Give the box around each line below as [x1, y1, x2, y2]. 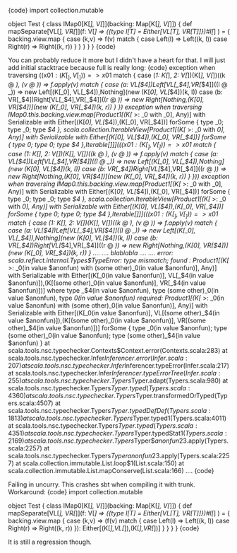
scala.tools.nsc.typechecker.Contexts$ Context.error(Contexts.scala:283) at [8, 347, 228, 355]
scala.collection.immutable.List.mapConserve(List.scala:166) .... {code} [8, 467, 214, 475]
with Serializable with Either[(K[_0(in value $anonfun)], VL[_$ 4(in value [8, 272, 214, 280]
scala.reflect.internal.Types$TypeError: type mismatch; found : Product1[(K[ [8, 256, 229, 264]
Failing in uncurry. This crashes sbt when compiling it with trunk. [8, 480, 196, 489]
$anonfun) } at [8, 339, 50, 347]
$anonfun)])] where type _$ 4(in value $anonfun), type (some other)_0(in [8, 286, 219, 295]
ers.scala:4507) [8, 399, 54, 407]
